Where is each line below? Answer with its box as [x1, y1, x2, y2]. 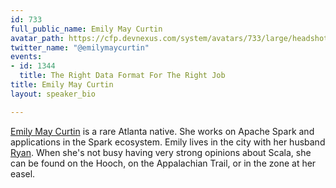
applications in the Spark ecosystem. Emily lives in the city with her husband [10, 136, 326, 148]
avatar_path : [10, 33, 65, 43]
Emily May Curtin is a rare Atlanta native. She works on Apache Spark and [10, 125, 315, 137]
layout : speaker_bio [10, 89, 97, 99]
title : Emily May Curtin [10, 80, 114, 90]
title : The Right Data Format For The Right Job [19, 71, 226, 81]
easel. [10, 167, 36, 180]
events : [10, 52, 43, 62]
